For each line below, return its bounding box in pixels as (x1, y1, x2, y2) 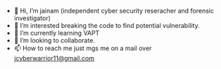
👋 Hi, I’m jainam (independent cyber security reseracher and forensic (13, 7, 215, 15)
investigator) (13, 14, 51, 22)
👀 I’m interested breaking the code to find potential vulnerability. (13, 22, 200, 29)
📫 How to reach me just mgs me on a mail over (13, 44, 152, 52)
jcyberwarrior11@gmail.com (13, 54, 95, 62)
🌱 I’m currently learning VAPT (13, 29, 100, 37)
